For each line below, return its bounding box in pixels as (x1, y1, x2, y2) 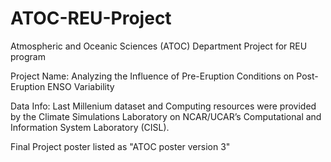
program (10, 50, 46, 62)
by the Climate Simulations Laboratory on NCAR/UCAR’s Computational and (10, 110, 322, 122)
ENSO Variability (47, 80, 115, 92)
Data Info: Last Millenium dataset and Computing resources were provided (10, 100, 317, 112)
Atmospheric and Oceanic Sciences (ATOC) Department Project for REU (10, 40, 308, 52)
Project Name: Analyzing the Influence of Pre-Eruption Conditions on (10, 70, 295, 82)
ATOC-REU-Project (10, 7, 172, 30)
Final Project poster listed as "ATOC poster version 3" (10, 140, 231, 152)
